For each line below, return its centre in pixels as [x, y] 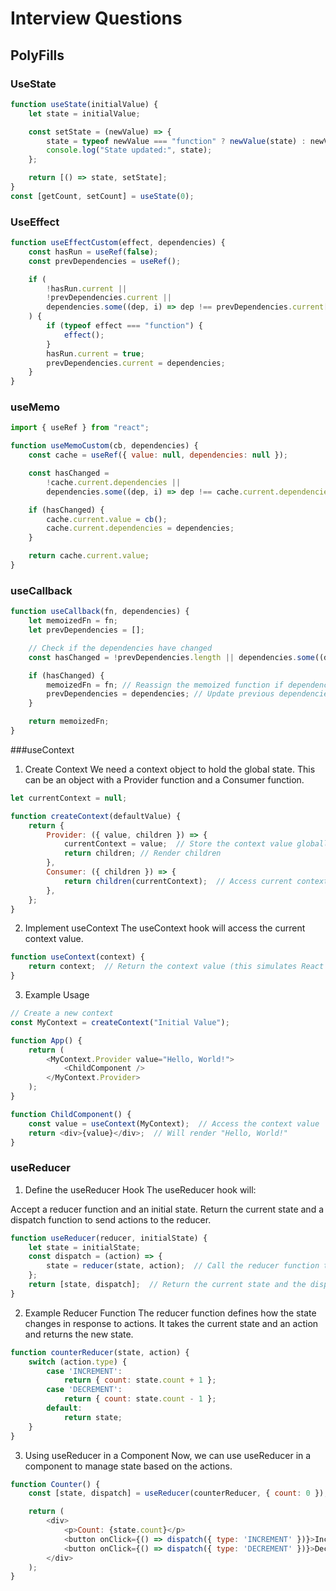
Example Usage [57, 995]
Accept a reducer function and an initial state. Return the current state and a [167, 1209]
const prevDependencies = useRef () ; [105, 261]
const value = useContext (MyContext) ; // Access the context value [174, 1123]
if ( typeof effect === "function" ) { [124, 326]
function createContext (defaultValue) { [96, 816]
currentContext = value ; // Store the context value [178, 844]
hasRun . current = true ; [95, 353]
